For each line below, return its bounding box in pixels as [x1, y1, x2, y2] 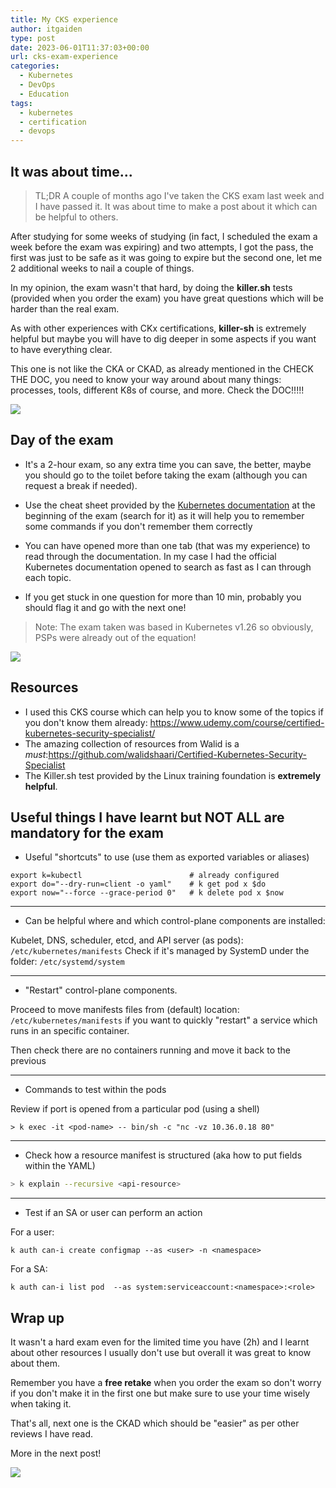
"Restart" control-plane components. [24, 984, 178, 996]
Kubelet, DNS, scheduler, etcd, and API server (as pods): [10, 934, 244, 946]
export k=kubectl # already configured [10, 871, 280, 881]
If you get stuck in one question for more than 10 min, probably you [24, 591, 302, 603]
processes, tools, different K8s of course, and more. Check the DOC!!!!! [10, 384, 305, 396]
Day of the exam [10, 432, 114, 449]
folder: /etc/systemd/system [10, 956, 125, 968]
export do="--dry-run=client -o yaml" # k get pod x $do [10, 879, 267, 890]
